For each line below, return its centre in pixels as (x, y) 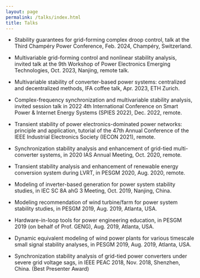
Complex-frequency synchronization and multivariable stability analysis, (103, 100)
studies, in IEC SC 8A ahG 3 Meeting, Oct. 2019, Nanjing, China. (93, 191)
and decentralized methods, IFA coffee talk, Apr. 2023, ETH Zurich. (97, 88)
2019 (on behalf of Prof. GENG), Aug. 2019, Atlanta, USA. (84, 227)
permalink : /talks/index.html (43, 17)
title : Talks (22, 23)
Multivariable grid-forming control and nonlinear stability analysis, (96, 58)
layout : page (22, 12)
